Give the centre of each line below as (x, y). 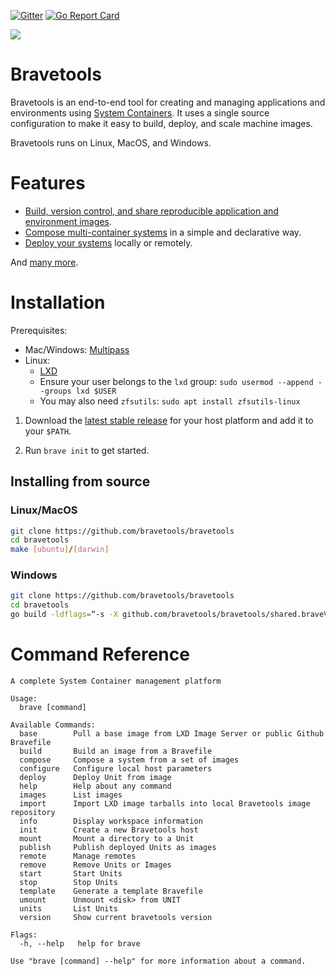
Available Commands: (53, 725)
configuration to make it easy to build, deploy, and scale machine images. (161, 123)
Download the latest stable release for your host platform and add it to (169, 420)
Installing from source (80, 481)
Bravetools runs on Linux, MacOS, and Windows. (111, 142)
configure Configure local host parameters (116, 768)
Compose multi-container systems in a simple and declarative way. (163, 232)
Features (48, 183)
